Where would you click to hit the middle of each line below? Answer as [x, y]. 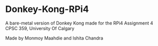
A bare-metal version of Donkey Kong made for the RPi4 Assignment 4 [79, 23]
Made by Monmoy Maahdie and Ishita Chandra [54, 38]
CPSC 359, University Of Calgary [40, 28]
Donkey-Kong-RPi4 [47, 9]
